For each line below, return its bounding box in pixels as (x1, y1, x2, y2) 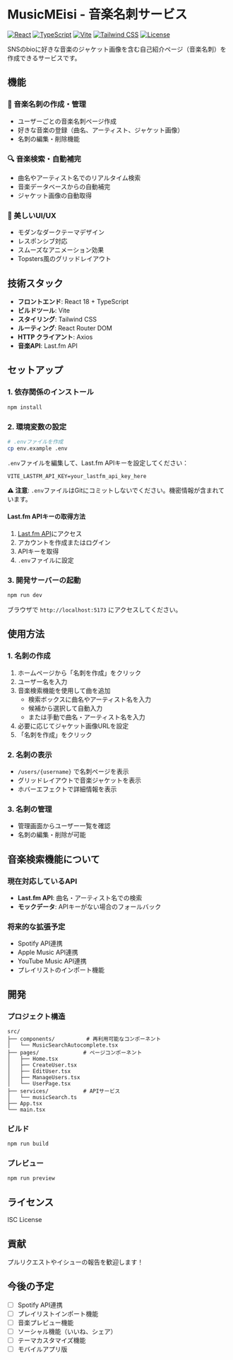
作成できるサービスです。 (7, 54, 81, 62)
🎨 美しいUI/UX (7, 210, 56, 220)
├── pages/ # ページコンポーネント (7, 1049, 143, 1056)
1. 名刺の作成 (7, 651, 51, 661)
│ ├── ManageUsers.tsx (7, 1074, 80, 1081)
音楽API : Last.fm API (17, 342, 78, 350)
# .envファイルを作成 (7, 438, 64, 446)
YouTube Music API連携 (17, 957, 87, 965)
